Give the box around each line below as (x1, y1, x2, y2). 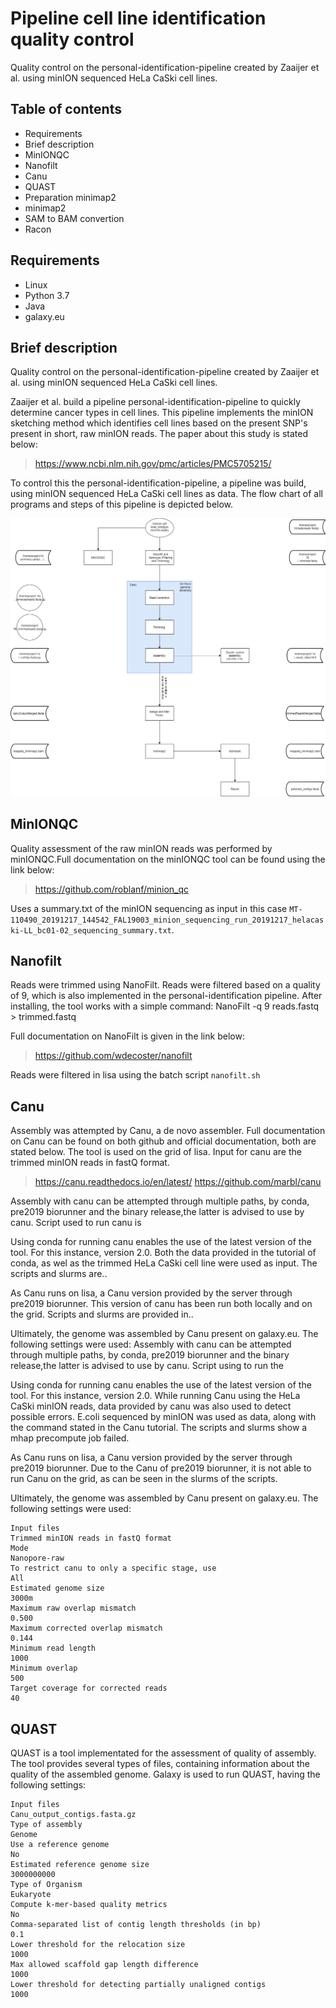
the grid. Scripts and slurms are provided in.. (10, 1308, 194, 1321)
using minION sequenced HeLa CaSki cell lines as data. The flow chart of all (10, 488, 323, 500)
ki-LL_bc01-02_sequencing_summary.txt (10, 925, 172, 936)
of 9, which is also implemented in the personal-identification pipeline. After (10, 990, 323, 1002)
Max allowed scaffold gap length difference (10, 1960, 199, 1970)
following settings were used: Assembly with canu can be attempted (10, 1338, 292, 1351)
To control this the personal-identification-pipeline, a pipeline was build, (10, 477, 307, 489)
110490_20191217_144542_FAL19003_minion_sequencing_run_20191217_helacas (10, 915, 325, 925)
